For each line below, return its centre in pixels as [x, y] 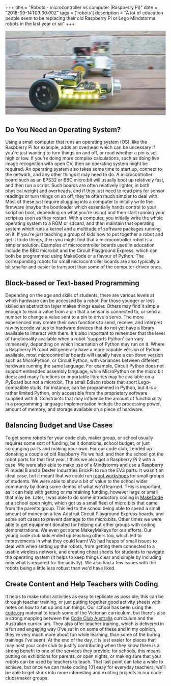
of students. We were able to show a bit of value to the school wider [77, 481]
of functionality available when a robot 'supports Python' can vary [75, 338]
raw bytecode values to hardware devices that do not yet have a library [80, 328]
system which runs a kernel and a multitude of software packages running [83, 229]
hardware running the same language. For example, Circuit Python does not [85, 365]
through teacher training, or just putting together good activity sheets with [83, 602]
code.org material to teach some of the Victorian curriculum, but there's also [85, 612]
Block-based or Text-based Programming [72, 283]
